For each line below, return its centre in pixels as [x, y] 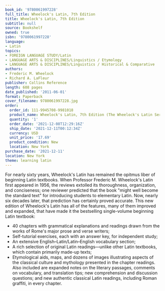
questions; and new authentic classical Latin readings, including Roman [84, 278]
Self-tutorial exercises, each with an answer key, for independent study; [85, 236]
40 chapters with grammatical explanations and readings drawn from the [86, 226]
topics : [13, 51]
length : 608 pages [24, 87]
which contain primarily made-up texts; [52, 252]
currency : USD [24, 133]
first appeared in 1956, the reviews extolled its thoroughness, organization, [81, 185]
